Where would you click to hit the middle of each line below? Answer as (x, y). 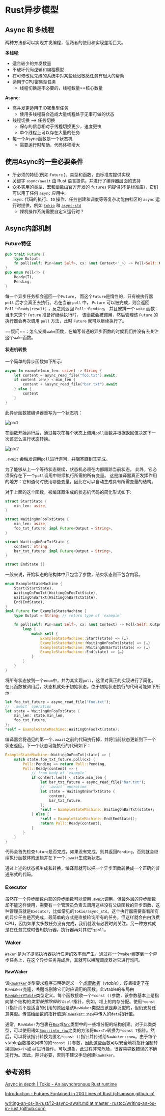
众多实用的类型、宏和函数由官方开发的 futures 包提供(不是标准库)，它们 (85, 187)
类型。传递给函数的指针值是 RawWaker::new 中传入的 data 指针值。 (73, 1014)
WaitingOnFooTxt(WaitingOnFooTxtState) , (56, 593)
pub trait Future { (25, 254)
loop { (29, 629)
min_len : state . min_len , (39, 716)
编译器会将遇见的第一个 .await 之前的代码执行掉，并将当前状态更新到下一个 (81, 739)
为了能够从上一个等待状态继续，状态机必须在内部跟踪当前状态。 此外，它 (79, 469)
